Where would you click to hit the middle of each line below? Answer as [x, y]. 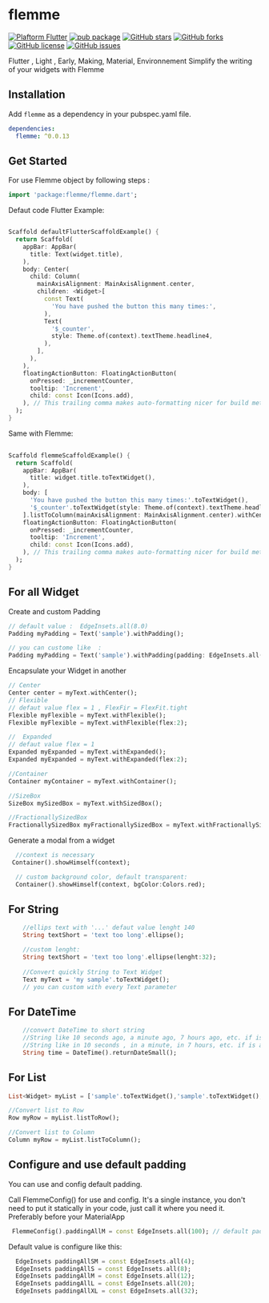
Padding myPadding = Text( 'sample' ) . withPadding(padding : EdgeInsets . [128, 656]
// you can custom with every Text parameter [100, 987]
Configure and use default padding [97, 1165]
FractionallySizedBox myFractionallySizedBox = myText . [103, 825]
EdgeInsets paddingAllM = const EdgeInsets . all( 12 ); [105, 1276]
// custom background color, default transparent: [102, 877]
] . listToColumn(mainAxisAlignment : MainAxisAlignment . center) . [130, 515]
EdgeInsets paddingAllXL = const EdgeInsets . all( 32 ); [107, 1291]
